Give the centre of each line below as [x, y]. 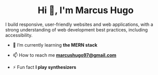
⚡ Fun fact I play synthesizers [44, 67]
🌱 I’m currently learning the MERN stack [55, 45]
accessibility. [19, 35]
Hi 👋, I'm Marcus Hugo [86, 10]
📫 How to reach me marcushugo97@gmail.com [64, 55]
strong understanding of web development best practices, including [76, 29]
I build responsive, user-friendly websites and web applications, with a [79, 24]
